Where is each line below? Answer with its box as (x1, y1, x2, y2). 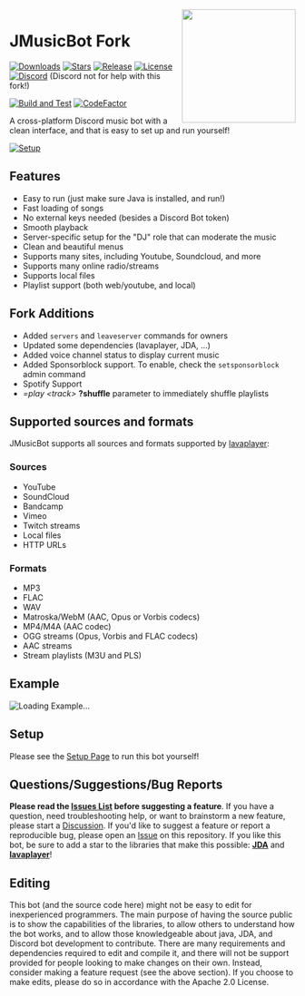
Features (9, 169, 61, 184)
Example (9, 676, 60, 692)
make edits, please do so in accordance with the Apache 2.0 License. (9, 977, 270, 988)
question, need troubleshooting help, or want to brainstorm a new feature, (9, 811, 286, 822)
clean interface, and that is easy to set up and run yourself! (9, 124, 231, 135)
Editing (9, 875, 51, 891)
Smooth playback (22, 221, 89, 232)
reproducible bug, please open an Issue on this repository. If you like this (9, 830, 281, 841)
